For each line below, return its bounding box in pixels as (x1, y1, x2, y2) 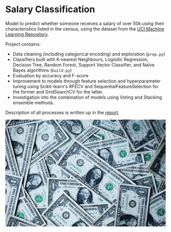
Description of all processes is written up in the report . (5, 109, 120, 115)
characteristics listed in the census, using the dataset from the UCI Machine (5, 25, 164, 32)
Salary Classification (5, 4, 95, 15)
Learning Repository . (5, 31, 49, 37)
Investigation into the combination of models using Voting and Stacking (12, 94, 162, 100)
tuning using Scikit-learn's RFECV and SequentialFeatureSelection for (12, 83, 159, 90)
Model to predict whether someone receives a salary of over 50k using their (5, 20, 164, 26)
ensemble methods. (12, 99, 54, 105)
